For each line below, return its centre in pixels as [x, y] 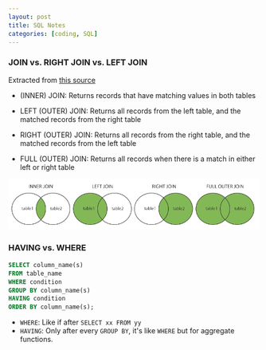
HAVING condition [37, 299]
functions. [36, 340]
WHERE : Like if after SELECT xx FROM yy [80, 322]
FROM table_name [35, 273]
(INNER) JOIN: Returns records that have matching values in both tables [138, 95]
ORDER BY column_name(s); [51, 307]
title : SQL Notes [37, 25]
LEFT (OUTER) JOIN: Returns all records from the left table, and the [130, 111]
